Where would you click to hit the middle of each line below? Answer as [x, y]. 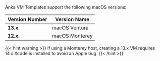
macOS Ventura [70, 28]
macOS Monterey [72, 36]
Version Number [27, 19]
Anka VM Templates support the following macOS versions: [66, 7]
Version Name [72, 19]
